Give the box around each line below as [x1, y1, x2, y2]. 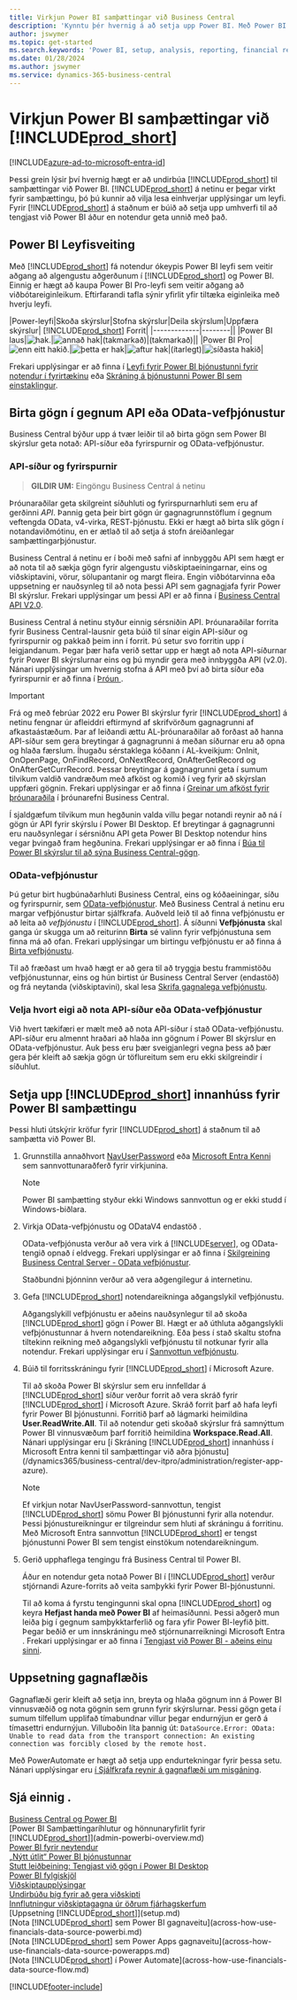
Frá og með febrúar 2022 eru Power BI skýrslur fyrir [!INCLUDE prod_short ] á [9, 707, 288, 718]
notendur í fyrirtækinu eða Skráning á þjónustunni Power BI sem [9, 370, 242, 381]
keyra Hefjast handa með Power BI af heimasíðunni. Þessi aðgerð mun [21, 1608, 280, 1618]
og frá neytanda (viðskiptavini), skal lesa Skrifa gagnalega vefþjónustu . [9, 981, 268, 992]
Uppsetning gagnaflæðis [9, 1671, 148, 1686]
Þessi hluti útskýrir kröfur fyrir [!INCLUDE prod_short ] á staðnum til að [9, 1124, 261, 1135]
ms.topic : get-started [9, 37, 93, 47]
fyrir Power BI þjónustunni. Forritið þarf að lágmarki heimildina [21, 1409, 248, 1419]
